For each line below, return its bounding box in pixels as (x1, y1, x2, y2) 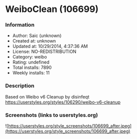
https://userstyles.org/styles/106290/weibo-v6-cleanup (5, 99, 121, 105)
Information (5, 21, 35, 28)
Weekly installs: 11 (12, 70, 50, 76)
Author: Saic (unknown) (12, 32, 62, 38)
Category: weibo (12, 54, 47, 60)
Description (5, 82, 35, 89)
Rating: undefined (12, 59, 50, 65)
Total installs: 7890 (12, 64, 52, 70)
